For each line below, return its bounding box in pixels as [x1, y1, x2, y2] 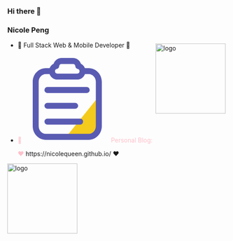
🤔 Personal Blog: [17, 136, 153, 144]
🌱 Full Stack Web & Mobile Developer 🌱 [17, 41, 131, 50]
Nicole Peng [7, 25, 50, 34]
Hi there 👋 [7, 6, 42, 16]
